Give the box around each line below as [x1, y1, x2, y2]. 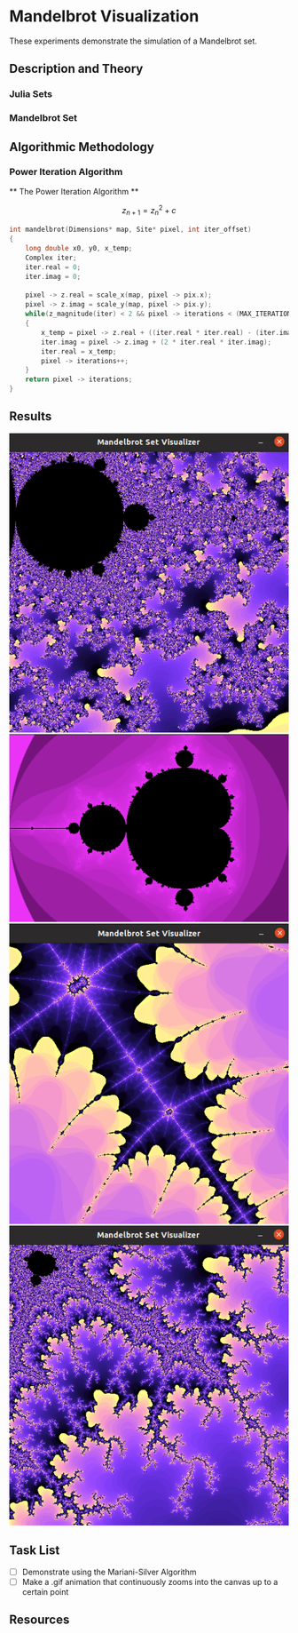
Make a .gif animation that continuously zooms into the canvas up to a [21, 1576, 278, 1587]
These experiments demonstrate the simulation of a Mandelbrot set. [9, 36, 257, 46]
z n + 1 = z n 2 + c [122, 203, 176, 218]
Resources [9, 1613, 70, 1628]
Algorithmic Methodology [9, 139, 155, 155]
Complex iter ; [25, 253, 77, 262]
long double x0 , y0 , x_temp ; [25, 244, 133, 253]
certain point [21, 1586, 69, 1597]
